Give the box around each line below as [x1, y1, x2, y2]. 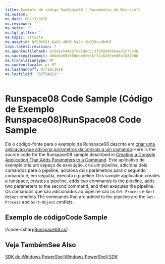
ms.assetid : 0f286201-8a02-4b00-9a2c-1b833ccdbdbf [5, 40, 112, 45]
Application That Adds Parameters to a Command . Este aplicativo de [5, 157, 145, 162]
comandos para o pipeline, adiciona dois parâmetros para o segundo [5, 167, 146, 173]
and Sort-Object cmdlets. [22, 199, 74, 205]
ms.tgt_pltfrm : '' [5, 30, 43, 35]
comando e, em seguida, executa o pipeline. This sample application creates [5, 172, 160, 178]
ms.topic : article [5, 35, 43, 40]
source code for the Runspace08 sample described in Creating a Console [5, 152, 156, 158]
